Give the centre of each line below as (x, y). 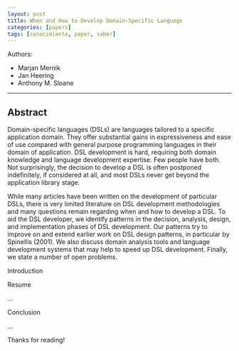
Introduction (25, 271)
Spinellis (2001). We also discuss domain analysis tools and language (109, 242)
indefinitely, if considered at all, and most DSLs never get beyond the (108, 175)
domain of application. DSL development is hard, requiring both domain (112, 152)
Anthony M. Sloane (46, 83)
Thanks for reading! (36, 340)
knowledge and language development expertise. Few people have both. (114, 160)
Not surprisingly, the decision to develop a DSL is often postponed (105, 168)
